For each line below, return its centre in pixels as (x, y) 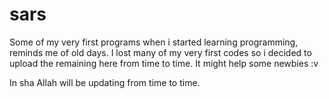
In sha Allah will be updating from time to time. (105, 82)
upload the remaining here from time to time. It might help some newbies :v (164, 63)
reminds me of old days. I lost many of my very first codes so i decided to (160, 52)
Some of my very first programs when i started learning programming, (154, 42)
